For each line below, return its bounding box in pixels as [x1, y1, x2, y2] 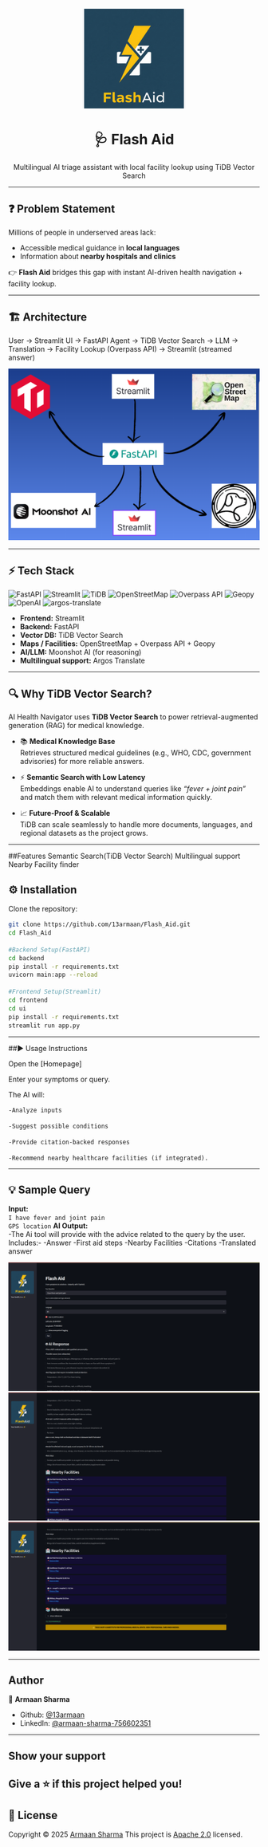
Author [8, 1673, 44, 1687]
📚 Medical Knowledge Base [19, 737, 116, 746]
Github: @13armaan [19, 1710, 85, 1719]
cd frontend [8, 996, 48, 1005]
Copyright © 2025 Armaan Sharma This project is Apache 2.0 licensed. [8, 1829, 243, 1839]
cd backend [8, 954, 45, 962]
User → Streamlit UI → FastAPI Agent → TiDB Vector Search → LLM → [8, 336, 238, 345]
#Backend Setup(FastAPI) [8, 946, 91, 954]
